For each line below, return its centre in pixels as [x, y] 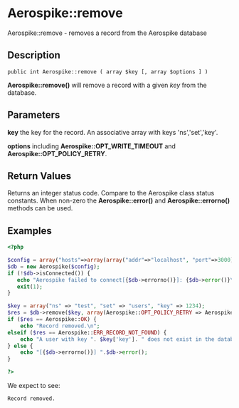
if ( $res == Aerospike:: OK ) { [52, 320]
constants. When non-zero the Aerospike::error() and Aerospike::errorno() [118, 200]
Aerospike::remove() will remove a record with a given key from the [107, 85]
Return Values [39, 176]
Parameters [34, 115]
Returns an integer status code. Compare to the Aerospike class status [111, 193]
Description [34, 55]
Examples [30, 231]
